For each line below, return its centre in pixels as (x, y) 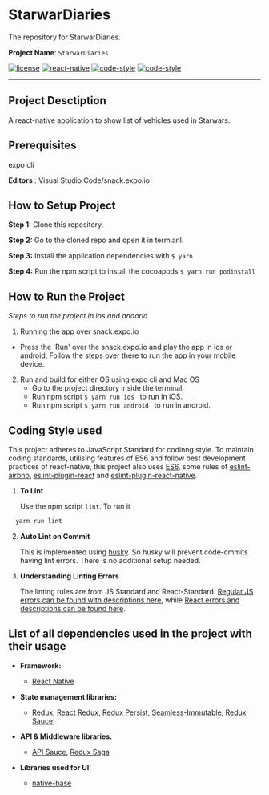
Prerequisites (42, 146)
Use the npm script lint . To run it (75, 506)
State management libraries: (68, 696)
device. (32, 364)
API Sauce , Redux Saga (70, 752)
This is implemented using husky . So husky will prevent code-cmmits (134, 552)
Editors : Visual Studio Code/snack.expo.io (79, 180)
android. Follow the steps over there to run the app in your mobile (128, 355)
